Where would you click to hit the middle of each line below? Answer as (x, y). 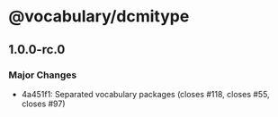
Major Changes (43, 75)
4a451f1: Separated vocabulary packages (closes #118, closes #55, (146, 94)
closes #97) (43, 104)
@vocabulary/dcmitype (99, 17)
